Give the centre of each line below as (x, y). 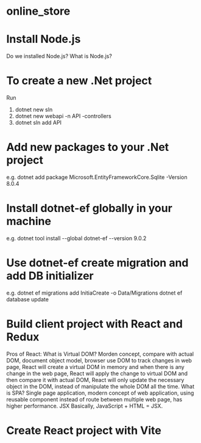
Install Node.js (44, 39)
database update (27, 299)
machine (29, 221)
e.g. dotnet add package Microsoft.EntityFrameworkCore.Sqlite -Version (97, 177)
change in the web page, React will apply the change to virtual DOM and (97, 373)
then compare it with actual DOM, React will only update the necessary (95, 379)
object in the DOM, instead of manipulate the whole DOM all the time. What (100, 386)
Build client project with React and (94, 324)
